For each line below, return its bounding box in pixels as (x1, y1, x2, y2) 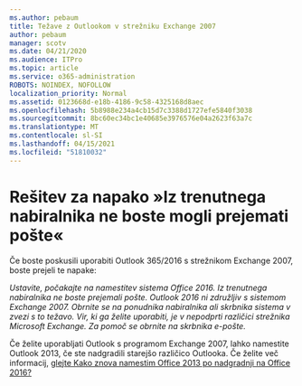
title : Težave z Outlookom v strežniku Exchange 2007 (9, 22, 217, 31)
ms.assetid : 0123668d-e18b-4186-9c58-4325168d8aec (9, 97, 204, 107)
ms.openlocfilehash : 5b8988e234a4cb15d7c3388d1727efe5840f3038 (9, 106, 253, 115)
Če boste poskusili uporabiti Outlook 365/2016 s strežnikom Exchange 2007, (9, 255, 294, 266)
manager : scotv (9, 38, 67, 48)
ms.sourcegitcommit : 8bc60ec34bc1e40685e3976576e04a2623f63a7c (9, 114, 253, 123)
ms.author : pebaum (9, 13, 79, 23)
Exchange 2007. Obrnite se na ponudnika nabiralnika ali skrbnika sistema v (9, 301, 291, 312)
